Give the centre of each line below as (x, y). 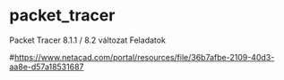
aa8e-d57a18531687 (47, 67)
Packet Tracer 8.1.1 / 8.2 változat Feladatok (87, 40)
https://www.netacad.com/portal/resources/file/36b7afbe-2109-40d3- (144, 57)
